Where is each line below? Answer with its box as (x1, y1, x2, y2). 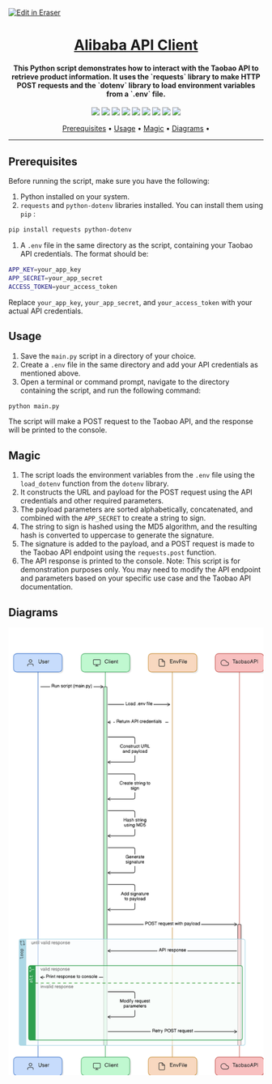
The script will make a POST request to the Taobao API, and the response (8, 417, 253, 427)
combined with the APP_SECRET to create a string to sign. (19, 513, 206, 523)
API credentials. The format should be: (19, 249, 149, 259)
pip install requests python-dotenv (8, 226, 132, 234)
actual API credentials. (8, 306, 83, 316)
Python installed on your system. (19, 192, 130, 202)
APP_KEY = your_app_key (8, 266, 82, 274)
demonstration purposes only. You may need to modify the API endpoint (19, 565, 261, 575)
